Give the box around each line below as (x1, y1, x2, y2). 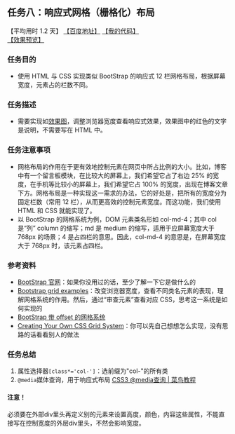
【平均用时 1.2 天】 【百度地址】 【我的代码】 (7, 27, 140, 35)
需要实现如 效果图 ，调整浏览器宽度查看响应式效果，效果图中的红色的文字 (17, 117, 227, 126)
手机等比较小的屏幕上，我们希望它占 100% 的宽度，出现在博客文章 (36, 179, 228, 188)
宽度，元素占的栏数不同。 (17, 81, 92, 89)
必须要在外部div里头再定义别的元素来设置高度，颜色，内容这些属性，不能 (7, 409, 219, 419)
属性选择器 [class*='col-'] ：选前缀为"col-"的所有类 (17, 367, 168, 375)
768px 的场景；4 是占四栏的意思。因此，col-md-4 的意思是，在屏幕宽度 (17, 232, 227, 240)
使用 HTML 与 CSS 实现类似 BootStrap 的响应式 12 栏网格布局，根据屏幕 (17, 72, 226, 81)
